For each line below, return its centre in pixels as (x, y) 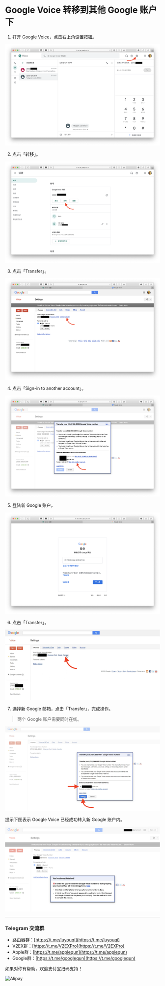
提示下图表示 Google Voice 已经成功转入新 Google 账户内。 (65, 820)
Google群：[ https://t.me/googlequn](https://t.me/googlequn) (74, 959)
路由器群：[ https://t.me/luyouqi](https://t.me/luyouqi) (66, 940)
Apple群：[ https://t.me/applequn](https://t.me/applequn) (70, 952)
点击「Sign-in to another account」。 (49, 388)
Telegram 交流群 (25, 929)
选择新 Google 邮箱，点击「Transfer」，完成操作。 (63, 709)
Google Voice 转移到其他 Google (71, 10)
